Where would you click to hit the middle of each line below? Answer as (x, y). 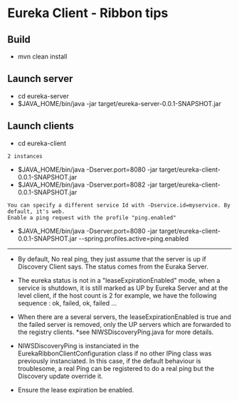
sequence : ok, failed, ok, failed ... (67, 303)
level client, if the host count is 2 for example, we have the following (117, 295)
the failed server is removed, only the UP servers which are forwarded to (124, 324)
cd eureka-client (42, 143)
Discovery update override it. (60, 376)
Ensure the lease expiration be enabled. (76, 390)
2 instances (25, 156)
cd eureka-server (43, 96)
